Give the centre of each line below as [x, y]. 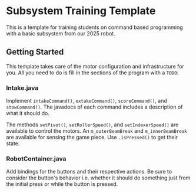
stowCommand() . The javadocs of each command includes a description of [94, 107]
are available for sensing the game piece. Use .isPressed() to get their [92, 138]
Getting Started [35, 52]
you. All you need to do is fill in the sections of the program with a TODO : [92, 73]
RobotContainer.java [36, 159]
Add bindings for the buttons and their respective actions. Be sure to [89, 172]
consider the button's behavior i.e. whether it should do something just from [98, 178]
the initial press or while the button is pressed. [62, 184]
